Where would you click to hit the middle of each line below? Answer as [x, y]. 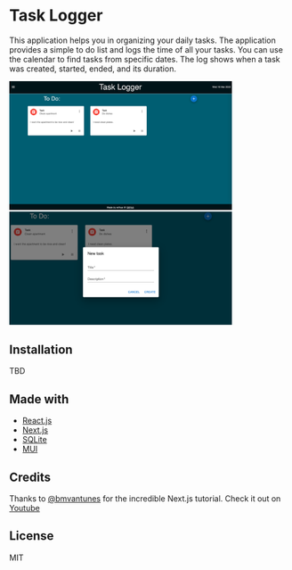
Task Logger [56, 16]
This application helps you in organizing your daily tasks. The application [142, 40]
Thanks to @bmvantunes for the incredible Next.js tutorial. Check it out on [145, 498]
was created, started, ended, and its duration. [93, 69]
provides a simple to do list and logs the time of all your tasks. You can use [146, 49]
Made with [39, 399]
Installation [41, 349]
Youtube [24, 508]
